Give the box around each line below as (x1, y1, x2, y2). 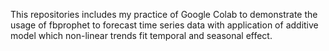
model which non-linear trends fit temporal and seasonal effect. (10, 30, 273, 41)
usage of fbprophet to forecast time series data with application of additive (10, 19, 319, 31)
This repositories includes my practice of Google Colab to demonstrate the (10, 9, 318, 20)
